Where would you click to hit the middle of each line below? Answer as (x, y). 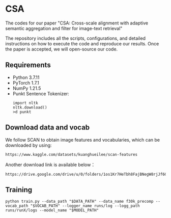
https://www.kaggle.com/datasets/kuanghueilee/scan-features (72, 154)
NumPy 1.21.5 (27, 88)
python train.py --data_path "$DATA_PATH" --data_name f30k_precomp (79, 202)
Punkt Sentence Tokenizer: (41, 93)
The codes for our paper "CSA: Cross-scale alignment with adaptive (77, 23)
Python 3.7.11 (26, 77)
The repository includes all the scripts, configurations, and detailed (76, 38)
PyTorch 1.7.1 (26, 83)
